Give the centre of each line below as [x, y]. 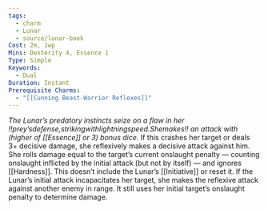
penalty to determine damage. [58, 197]
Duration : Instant [39, 83]
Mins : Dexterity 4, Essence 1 [59, 53]
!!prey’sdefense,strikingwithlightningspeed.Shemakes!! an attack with [123, 129]
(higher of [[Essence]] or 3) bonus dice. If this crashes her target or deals [129, 138]
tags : [17, 16]
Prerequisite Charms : [44, 90]
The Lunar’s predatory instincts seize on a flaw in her [96, 120]
